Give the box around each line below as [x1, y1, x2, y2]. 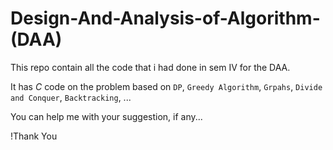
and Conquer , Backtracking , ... [10, 91, 132, 103]
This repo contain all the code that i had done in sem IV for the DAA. [10, 61, 291, 73]
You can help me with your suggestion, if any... [10, 110, 203, 122]
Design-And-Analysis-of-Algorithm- [10, 7, 321, 30]
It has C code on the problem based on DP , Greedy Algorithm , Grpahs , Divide [10, 80, 323, 92]
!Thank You [10, 130, 58, 142]
